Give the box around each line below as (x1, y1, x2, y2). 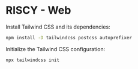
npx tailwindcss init (5, 57, 60, 63)
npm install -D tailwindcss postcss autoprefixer (5, 34, 133, 40)
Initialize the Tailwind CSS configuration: (5, 45, 106, 52)
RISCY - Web (5, 4, 71, 17)
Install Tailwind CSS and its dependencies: (5, 23, 110, 30)
